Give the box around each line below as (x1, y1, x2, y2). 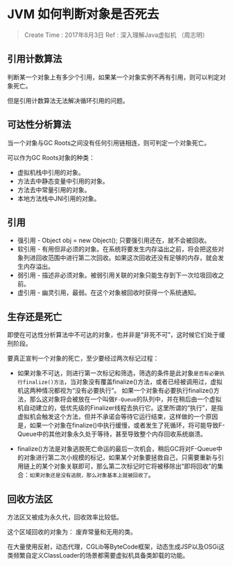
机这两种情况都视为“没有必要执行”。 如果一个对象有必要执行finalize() (17, 386, 214, 395)
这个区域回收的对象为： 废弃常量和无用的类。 (7, 528, 137, 536)
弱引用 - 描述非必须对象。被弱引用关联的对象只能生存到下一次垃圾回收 (17, 271, 218, 279)
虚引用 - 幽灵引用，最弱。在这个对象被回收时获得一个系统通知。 (17, 288, 200, 297)
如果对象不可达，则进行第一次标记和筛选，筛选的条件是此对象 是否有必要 (17, 369, 220, 377)
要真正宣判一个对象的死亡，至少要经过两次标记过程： (7, 354, 159, 363)
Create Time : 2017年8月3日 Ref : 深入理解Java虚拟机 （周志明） (24, 31, 209, 39)
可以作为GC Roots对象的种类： (7, 153, 96, 162)
